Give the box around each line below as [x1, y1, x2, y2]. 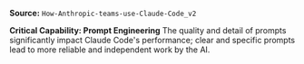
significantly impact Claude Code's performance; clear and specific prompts [9, 35, 296, 45]
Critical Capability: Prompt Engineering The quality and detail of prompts [9, 25, 287, 35]
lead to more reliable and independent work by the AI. [9, 44, 211, 55]
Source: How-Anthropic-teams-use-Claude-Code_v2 [9, 8, 197, 18]
